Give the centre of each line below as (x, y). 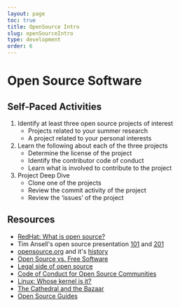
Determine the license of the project (80, 153)
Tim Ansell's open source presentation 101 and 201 (91, 244)
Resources (31, 220)
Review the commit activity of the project (87, 190)
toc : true (22, 20)
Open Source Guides (48, 296)
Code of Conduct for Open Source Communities (87, 273)
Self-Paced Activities (55, 107)
